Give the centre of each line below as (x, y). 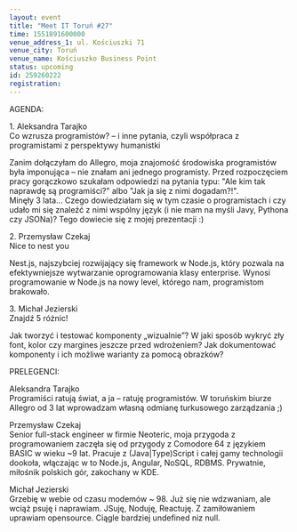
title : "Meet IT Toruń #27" (61, 26)
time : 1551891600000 (48, 34)
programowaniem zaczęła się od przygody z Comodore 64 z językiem (138, 443)
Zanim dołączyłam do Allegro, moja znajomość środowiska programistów (143, 162)
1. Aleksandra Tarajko (48, 126)
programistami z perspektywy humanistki (85, 145)
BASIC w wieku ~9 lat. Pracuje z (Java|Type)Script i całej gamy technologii (146, 453)
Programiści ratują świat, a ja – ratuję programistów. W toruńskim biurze (140, 398)
